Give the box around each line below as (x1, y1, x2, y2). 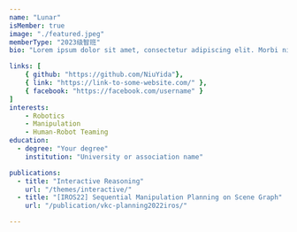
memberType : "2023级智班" (9, 37, 101, 47)
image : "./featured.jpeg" (9, 29, 104, 38)
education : (9, 136, 49, 145)
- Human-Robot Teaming (25, 128, 109, 137)
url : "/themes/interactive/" (25, 185, 133, 194)
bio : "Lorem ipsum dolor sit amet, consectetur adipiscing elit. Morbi (9, 46, 278, 55)
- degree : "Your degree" (17, 144, 109, 153)
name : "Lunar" (9, 12, 62, 22)
